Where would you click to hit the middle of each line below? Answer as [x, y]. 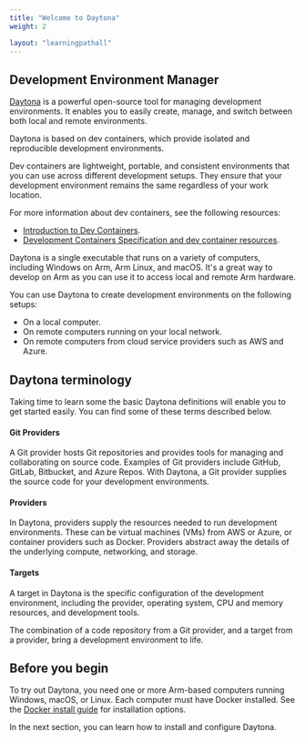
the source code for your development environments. [109, 482]
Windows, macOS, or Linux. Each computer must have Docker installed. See [152, 700]
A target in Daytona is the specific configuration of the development [137, 592]
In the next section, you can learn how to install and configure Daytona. [143, 727]
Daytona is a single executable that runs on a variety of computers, [135, 258]
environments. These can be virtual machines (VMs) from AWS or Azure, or [151, 532]
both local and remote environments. [78, 121]
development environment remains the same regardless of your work [139, 185]
